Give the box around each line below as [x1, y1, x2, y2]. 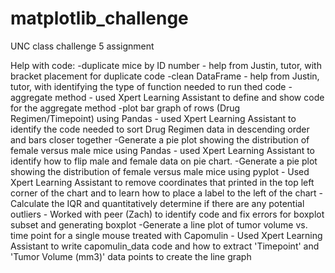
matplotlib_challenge [10, 7, 189, 30]
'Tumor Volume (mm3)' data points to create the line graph [10, 250, 252, 262]
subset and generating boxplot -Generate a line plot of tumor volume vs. [10, 218, 308, 231]
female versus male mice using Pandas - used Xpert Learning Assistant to [10, 144, 316, 156]
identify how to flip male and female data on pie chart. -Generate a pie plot [10, 155, 318, 167]
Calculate [10, 197, 50, 209]
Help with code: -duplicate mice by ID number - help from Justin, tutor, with [10, 59, 322, 71]
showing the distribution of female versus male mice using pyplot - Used [10, 165, 310, 177]
